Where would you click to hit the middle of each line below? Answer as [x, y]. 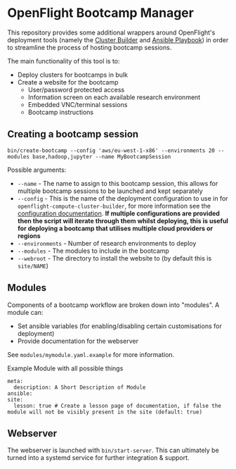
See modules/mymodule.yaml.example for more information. [91, 354]
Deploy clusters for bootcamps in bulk [73, 75]
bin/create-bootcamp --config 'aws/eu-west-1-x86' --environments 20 [111, 150]
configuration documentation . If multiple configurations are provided [118, 213]
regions [29, 236]
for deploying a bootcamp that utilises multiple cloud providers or [115, 228]
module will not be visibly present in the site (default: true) [105, 412]
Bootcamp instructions [60, 112]
